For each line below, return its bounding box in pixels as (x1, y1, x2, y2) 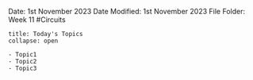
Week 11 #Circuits (8, 15, 66, 24)
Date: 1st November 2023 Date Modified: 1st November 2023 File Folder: (8, 7, 246, 16)
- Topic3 (8, 64, 37, 72)
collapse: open (8, 37, 59, 45)
